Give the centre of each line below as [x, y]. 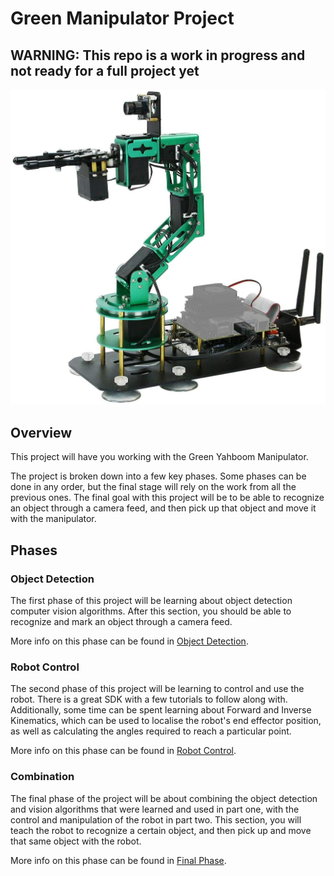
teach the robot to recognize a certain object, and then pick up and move [161, 830]
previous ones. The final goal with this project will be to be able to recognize [167, 498]
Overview [41, 432]
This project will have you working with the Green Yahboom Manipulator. [159, 457]
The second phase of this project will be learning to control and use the [157, 689]
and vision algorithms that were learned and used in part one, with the [155, 809]
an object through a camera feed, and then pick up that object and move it [163, 508]
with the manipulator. [53, 519]
